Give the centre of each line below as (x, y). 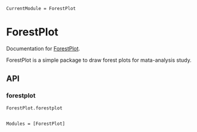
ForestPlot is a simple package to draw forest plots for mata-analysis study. (99, 60)
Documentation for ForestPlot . (43, 48)
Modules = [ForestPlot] (36, 124)
